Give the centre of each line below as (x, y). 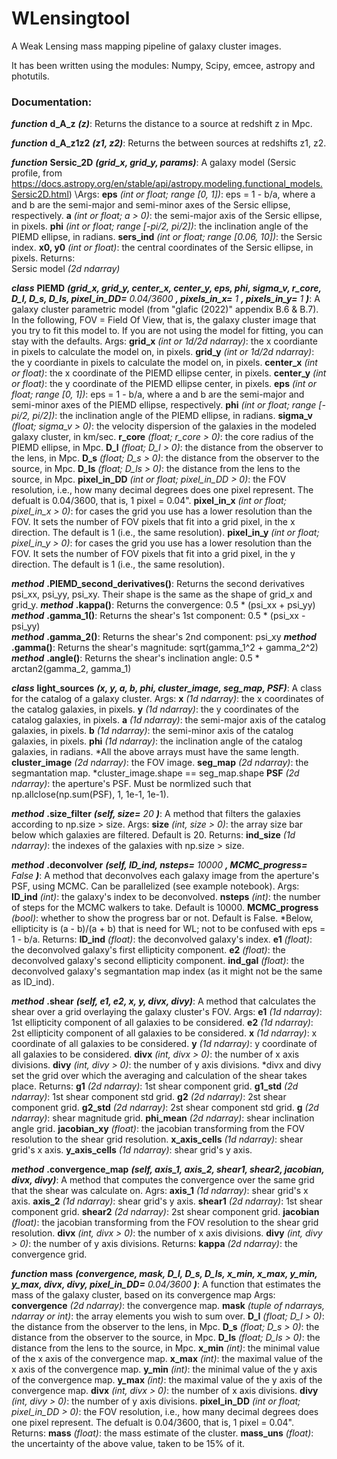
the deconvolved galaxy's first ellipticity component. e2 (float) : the (148, 950)
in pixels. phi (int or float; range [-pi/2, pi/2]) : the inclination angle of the (160, 226)
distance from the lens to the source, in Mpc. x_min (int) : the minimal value (166, 1348)
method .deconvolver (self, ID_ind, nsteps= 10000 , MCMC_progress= (159, 865)
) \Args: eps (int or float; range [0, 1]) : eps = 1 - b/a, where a (192, 194)
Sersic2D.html (40, 194)
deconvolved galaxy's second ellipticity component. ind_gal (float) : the (158, 961)
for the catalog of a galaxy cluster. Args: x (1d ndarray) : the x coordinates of (167, 699)
